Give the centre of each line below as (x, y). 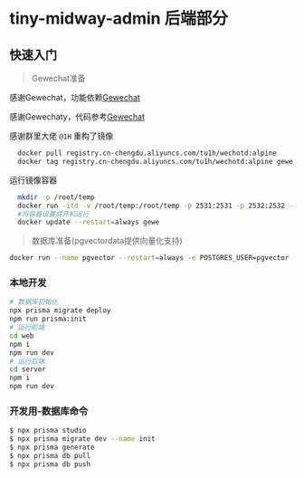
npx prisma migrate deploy (60, 311)
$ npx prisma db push (50, 464)
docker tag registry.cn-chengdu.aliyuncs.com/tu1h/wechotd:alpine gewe (156, 161)
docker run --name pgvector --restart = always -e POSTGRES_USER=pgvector (149, 258)
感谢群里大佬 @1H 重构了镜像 (62, 136)
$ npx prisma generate (52, 448)
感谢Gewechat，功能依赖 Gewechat (75, 97)
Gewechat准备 (58, 78)
